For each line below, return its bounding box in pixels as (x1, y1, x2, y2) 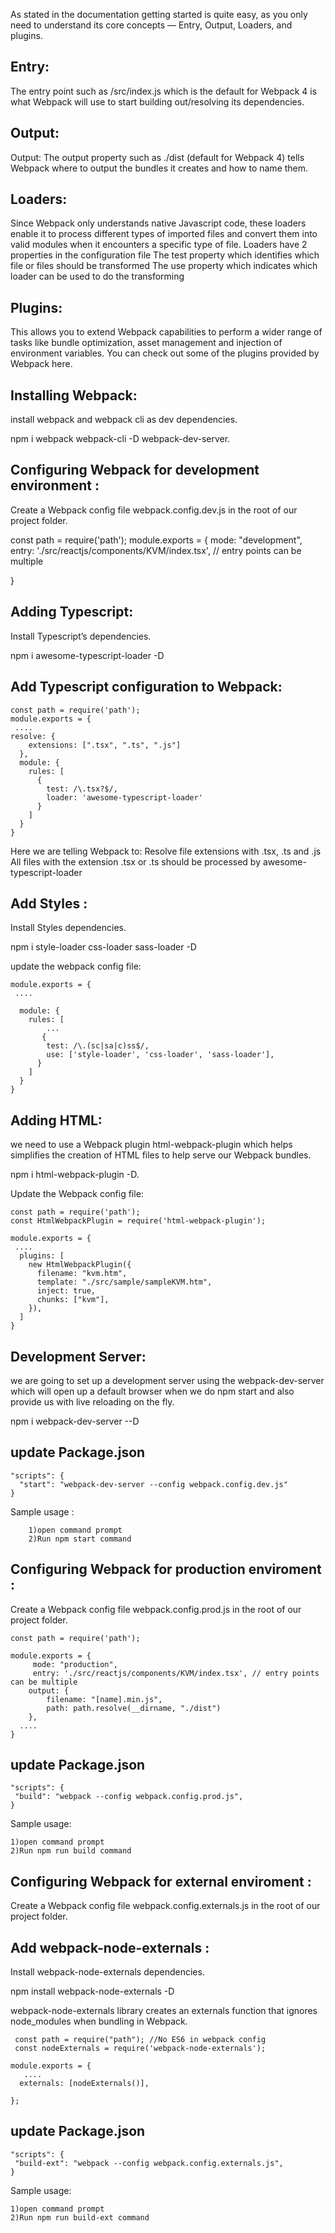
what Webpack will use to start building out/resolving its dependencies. (10, 95, 305, 108)
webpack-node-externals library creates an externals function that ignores (10, 2005, 318, 2016)
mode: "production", (32, 1659, 118, 1669)
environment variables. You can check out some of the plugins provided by (10, 347, 320, 359)
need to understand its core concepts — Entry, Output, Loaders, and (10, 19, 293, 31)
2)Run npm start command (28, 1534, 132, 1544)
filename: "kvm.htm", (36, 1269, 128, 1279)
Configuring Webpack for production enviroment (10, 1561, 322, 1578)
